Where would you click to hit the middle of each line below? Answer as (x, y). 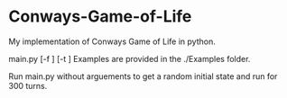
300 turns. (28, 85)
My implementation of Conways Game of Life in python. (112, 41)
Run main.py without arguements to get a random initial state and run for (143, 76)
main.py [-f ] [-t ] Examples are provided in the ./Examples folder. (130, 58)
